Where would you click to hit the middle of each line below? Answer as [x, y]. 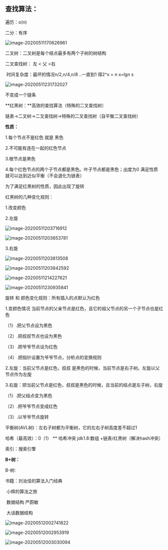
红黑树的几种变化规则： [29, 197]
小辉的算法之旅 [22, 491]
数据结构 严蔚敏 [22, 502]
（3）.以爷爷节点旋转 [27, 417]
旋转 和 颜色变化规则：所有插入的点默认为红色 [53, 298]
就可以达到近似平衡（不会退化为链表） [45, 175]
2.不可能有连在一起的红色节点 [36, 148]
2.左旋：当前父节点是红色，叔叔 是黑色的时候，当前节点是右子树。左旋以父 [82, 368]
